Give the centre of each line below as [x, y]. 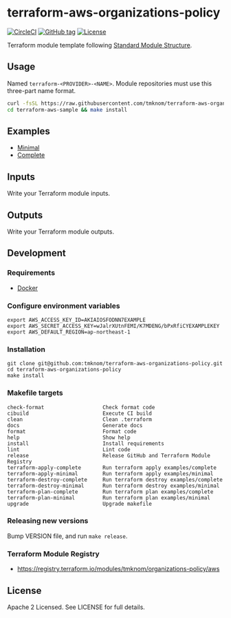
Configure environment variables [64, 306]
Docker [27, 288]
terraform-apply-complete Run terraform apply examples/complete [112, 467]
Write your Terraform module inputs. [59, 194]
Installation [26, 349]
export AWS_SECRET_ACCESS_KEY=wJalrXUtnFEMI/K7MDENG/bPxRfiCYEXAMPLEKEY [113, 326]
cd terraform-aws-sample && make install [67, 110]
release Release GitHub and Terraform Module [109, 455]
